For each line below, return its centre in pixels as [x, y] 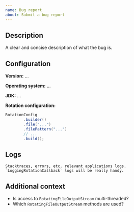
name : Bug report [24, 10]
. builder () [35, 120]
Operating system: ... [28, 86]
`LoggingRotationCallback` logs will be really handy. [65, 171]
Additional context [35, 186]
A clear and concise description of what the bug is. [59, 48]
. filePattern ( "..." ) [45, 129]
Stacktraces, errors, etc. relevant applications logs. [66, 166]
